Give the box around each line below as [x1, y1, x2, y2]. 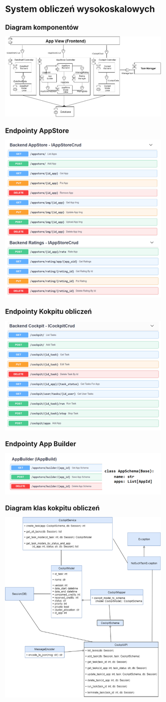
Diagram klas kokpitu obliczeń [5, 504, 100, 512]
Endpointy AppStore [5, 126, 69, 135]
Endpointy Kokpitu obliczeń [5, 308, 92, 316]
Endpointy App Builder [5, 440, 77, 448]
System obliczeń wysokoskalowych [5, 3, 155, 15]
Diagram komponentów [5, 23, 79, 32]
